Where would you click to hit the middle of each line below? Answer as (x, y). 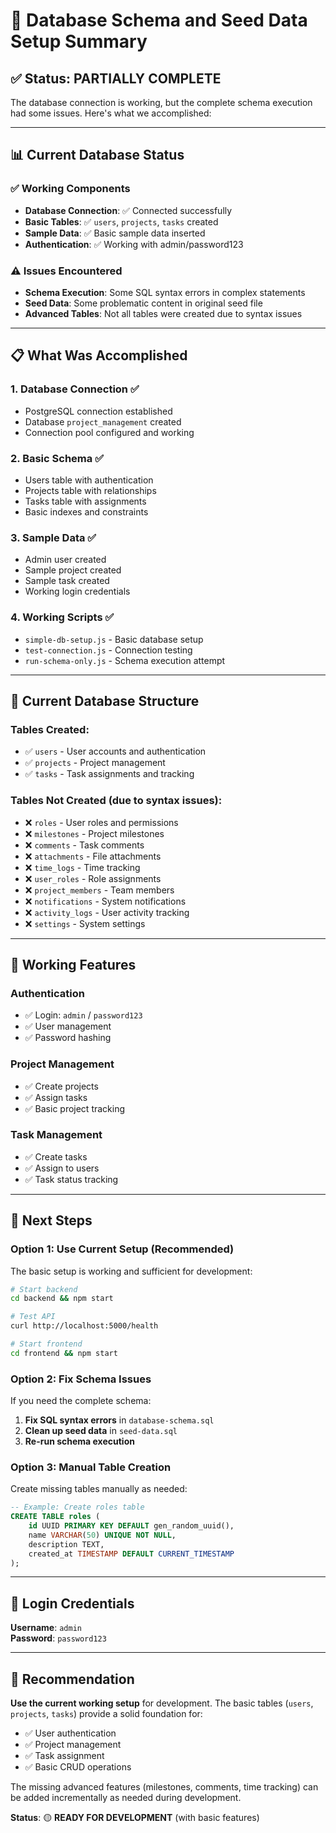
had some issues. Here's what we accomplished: (111, 113)
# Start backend (44, 1289)
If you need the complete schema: (81, 1401)
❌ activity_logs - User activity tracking (107, 912)
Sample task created (67, 581)
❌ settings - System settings (85, 923)
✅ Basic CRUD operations (78, 1767)
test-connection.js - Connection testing (108, 650)
